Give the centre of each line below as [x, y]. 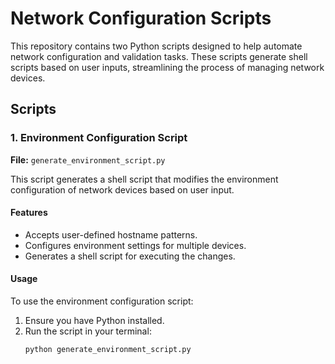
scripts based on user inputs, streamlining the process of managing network [167, 67]
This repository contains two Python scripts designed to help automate [156, 46]
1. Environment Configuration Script [99, 138]
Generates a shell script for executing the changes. [130, 256]
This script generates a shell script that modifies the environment [144, 179]
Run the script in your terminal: [88, 331]
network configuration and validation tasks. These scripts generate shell [159, 56]
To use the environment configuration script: [102, 301]
